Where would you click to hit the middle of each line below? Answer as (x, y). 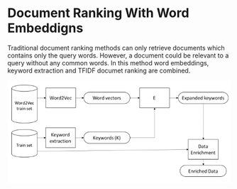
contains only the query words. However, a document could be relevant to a (118, 55)
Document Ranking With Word (98, 13)
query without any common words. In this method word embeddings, (108, 63)
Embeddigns (45, 28)
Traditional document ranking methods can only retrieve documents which (116, 48)
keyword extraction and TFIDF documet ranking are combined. (99, 70)
